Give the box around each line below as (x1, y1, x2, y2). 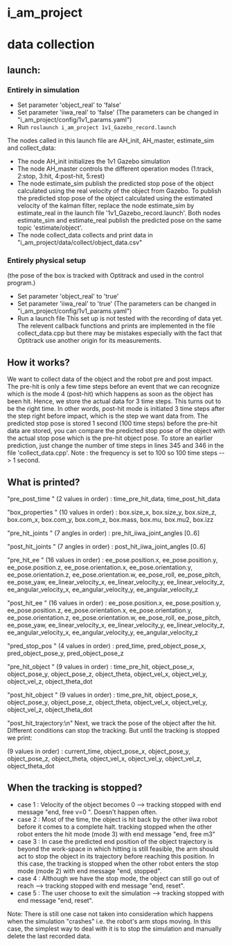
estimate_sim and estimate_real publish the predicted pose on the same (17, 217, 222, 225)
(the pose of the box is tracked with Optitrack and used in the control (7, 271, 204, 280)
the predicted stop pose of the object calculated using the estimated (17, 194, 213, 203)
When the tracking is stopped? (7, 782, 143, 794)
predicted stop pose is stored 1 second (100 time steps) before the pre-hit (7, 419, 218, 428)
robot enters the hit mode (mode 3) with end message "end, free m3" (17, 829, 216, 838)
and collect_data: (7, 144, 56, 152)
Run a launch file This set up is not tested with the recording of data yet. (17, 314, 223, 323)
